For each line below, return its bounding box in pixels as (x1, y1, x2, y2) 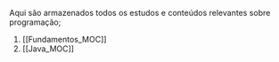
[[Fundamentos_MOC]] (21, 35, 107, 44)
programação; (9, 17, 62, 27)
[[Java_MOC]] (21, 43, 74, 54)
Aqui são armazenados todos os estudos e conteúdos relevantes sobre (9, 8, 271, 18)
